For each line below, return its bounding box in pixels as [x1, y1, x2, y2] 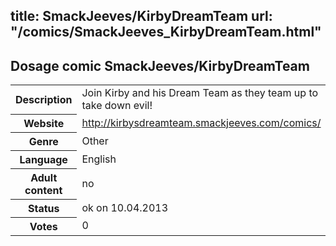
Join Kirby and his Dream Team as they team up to [81, 86, 319, 100]
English [81, 152, 117, 166]
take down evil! [81, 99, 153, 113]
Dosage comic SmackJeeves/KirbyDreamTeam [10, 57, 310, 74]
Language [19, 152, 68, 166]
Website [23, 116, 65, 130]
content [24, 183, 63, 197]
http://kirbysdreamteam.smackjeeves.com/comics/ [81, 115, 322, 129]
